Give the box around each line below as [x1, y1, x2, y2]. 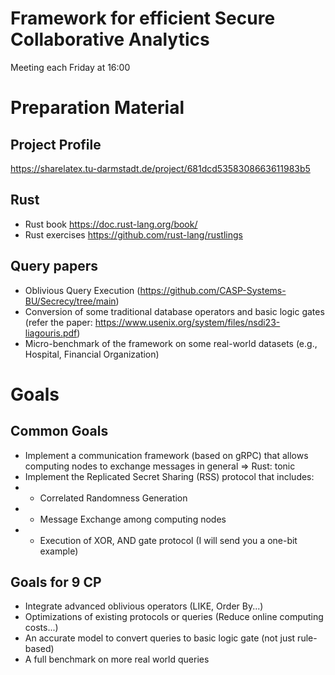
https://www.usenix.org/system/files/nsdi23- [94, 316, 281, 328]
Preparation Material [10, 97, 185, 119]
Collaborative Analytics [10, 28, 210, 51]
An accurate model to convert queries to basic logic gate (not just [24, 632, 296, 644]
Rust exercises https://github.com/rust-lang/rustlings [24, 228, 243, 241]
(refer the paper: [24, 316, 93, 328]
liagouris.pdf [24, 327, 78, 339]
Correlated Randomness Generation [39, 492, 188, 504]
